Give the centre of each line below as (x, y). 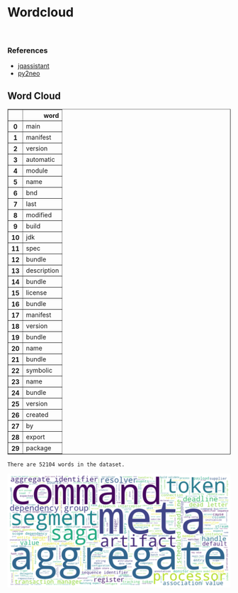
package (39, 447)
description (42, 270)
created (37, 414)
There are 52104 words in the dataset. (66, 465)
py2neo (29, 74)
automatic (40, 159)
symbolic (39, 370)
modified (39, 214)
